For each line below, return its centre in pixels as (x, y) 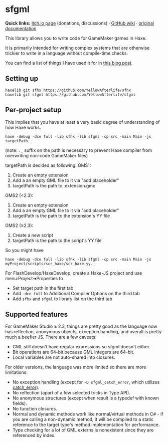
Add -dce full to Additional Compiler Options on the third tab (76, 293)
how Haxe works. (23, 127)
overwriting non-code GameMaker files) (47, 155)
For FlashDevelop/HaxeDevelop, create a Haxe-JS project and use (74, 273)
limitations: (17, 372)
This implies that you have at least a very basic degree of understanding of (82, 122)
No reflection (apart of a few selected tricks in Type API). (71, 393)
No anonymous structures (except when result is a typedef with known (86, 398)
